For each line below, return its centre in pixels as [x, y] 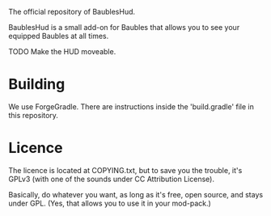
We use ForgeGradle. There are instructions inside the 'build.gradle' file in [131, 106]
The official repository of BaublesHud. [72, 12]
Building [37, 85]
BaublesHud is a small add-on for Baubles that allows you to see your [124, 27]
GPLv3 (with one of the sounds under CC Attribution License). [111, 179]
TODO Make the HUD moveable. [62, 51]
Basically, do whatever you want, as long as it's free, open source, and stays [136, 194]
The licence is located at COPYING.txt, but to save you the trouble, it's [125, 170]
